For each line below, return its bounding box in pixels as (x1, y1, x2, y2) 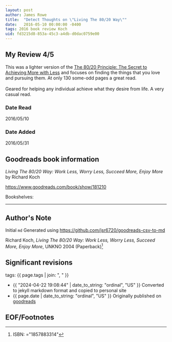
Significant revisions (5, 258, 73, 267)
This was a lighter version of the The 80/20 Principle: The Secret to (5, 64, 147, 70)
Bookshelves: (5, 194, 34, 200)
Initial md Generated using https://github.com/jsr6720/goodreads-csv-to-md (5, 227, 165, 233)
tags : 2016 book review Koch (5, 27, 68, 32)
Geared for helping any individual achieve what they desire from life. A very (5, 86, 164, 92)
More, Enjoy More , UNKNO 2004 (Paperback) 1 (5, 243, 103, 249)
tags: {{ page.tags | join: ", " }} (5, 272, 69, 278)
